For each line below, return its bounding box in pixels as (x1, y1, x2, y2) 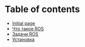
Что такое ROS (12, 25, 44, 31)
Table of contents (5, 4, 80, 15)
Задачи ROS (12, 31, 38, 37)
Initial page (12, 20, 35, 26)
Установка (12, 36, 35, 42)
